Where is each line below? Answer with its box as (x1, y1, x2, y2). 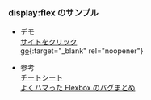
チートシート (19, 73, 63, 82)
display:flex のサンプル (8, 6, 99, 18)
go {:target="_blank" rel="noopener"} (19, 46, 144, 56)
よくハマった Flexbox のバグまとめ (19, 83, 136, 93)
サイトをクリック (19, 37, 78, 47)
